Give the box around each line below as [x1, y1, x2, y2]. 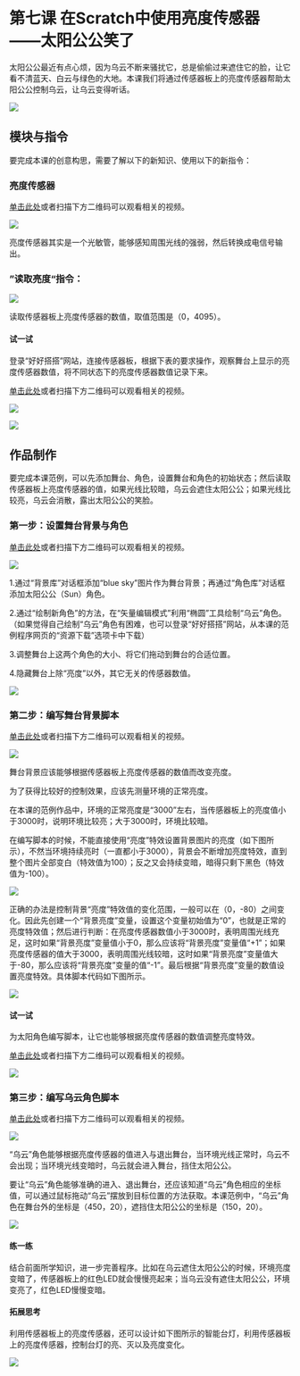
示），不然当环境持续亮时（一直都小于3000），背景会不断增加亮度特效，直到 [9, 846, 287, 856]
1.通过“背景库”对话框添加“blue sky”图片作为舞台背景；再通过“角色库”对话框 [9, 577, 286, 588]
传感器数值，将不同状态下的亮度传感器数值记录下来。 [16, 366, 212, 377]
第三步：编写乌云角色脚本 [9, 1091, 120, 1104]
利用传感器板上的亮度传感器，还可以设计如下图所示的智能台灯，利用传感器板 [9, 1328, 291, 1338]
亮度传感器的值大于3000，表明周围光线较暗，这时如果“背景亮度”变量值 [9, 948, 271, 959]
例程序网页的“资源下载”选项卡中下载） [9, 630, 150, 640]
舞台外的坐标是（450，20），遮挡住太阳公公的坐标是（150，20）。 [24, 1202, 268, 1213]
